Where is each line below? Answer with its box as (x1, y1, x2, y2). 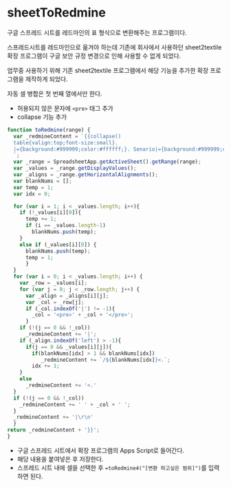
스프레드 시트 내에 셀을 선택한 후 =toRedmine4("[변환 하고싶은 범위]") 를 (16, 463, 208, 472)
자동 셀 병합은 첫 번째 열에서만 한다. (7, 89, 102, 98)
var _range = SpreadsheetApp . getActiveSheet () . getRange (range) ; (13, 158, 201, 166)
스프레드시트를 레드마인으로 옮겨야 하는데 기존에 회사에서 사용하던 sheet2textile (7, 43, 222, 51)
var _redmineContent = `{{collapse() (13, 133, 122, 140)
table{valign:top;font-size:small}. (13, 139, 118, 146)
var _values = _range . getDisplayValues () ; (13, 165, 137, 172)
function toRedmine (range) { (7, 126, 91, 133)
